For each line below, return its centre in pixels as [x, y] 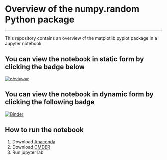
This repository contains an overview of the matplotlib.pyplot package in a [81, 38]
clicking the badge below [45, 67]
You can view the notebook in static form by [75, 59]
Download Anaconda [34, 142]
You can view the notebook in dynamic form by [79, 95]
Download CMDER [31, 147]
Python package [40, 20]
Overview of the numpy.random [72, 9]
